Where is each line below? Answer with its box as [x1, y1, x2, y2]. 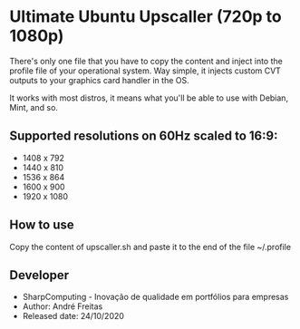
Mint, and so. [9, 102, 59, 112]
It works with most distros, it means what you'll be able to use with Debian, [9, 92, 288, 103]
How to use [9, 218, 74, 233]
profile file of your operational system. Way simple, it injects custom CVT [9, 65, 281, 76]
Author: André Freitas [22, 301, 103, 312]
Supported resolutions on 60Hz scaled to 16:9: [9, 129, 278, 144]
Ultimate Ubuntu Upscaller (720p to [9, 6, 283, 27]
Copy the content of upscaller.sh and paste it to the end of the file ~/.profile [9, 241, 292, 252]
